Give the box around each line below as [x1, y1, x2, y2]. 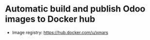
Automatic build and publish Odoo [5, 3, 146, 14]
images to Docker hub [5, 13, 96, 25]
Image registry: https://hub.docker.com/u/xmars [12, 29, 108, 35]
